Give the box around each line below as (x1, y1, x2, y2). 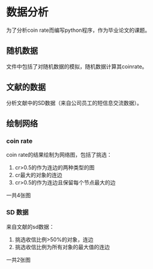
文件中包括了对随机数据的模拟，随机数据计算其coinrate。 (6, 62, 148, 70)
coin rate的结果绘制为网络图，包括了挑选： (6, 151, 112, 159)
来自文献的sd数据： (6, 223, 55, 230)
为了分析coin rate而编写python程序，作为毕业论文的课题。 (6, 26, 151, 34)
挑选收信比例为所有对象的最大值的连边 (14, 243, 110, 250)
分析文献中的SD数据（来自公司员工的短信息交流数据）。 (6, 99, 143, 106)
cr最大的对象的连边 (14, 172, 63, 179)
